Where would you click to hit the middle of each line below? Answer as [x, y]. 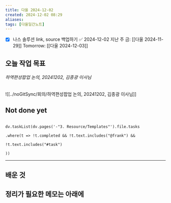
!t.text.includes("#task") [34, 144]
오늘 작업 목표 [25, 64]
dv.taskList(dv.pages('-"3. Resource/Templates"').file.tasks [73, 126]
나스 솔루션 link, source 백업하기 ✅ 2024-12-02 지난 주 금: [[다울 [78, 39]
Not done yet [26, 110]
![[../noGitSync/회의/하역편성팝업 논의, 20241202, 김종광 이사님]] [71, 94]
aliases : [15, 19]
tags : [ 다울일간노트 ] [25, 24]
